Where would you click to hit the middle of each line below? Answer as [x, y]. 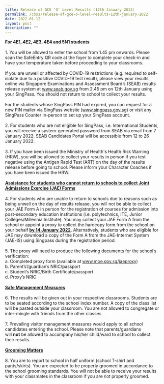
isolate [12, 79]
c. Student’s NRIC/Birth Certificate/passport [49, 272]
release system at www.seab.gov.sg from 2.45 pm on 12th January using [79, 89]
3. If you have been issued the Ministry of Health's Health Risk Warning [77, 152]
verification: [17, 256]
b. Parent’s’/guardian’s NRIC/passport [43, 266]
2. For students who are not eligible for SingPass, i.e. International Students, [82, 125]
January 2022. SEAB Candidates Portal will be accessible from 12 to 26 [77, 136]
